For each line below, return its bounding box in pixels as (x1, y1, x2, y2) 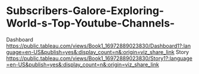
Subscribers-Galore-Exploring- (6, 4, 165, 18)
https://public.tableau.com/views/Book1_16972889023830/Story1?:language (6, 55, 193, 62)
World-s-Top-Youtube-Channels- (6, 16, 175, 30)
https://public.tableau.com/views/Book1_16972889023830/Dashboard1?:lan (6, 42, 191, 49)
